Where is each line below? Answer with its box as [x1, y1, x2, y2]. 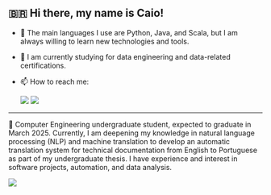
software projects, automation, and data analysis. [8, 162, 172, 172]
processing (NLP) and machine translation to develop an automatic [8, 136, 231, 146]
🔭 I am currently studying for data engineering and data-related [19, 52, 231, 61]
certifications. [19, 60, 67, 70]
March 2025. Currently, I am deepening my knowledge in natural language [8, 128, 256, 138]
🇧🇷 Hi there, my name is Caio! [8, 6, 164, 20]
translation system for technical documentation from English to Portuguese [8, 145, 258, 155]
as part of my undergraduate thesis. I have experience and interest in [8, 153, 238, 164]
